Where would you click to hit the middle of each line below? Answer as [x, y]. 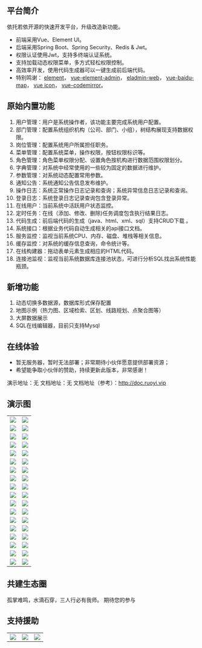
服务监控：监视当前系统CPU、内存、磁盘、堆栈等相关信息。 [90, 236]
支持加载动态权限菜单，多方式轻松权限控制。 [71, 62]
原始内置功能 [31, 106]
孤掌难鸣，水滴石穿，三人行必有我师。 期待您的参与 [71, 599]
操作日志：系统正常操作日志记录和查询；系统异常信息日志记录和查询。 [103, 190]
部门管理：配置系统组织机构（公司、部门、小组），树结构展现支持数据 [102, 129]
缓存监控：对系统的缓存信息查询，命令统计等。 [74, 243]
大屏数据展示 [31, 318]
